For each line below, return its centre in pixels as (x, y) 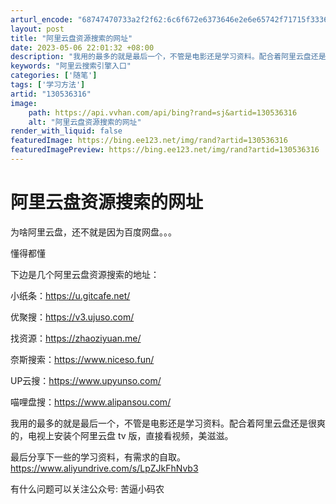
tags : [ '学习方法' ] (48, 85)
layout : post (37, 29)
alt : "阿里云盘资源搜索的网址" (85, 122)
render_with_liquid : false (66, 131)
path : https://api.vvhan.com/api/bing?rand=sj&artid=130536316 (163, 112)
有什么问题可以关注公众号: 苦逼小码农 (87, 488)
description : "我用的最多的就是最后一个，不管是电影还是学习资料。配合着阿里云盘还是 (168, 57)
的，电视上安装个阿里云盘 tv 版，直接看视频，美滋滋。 (122, 435)
